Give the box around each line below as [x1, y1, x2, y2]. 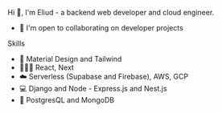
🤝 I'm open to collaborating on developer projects [18, 23, 184, 32]
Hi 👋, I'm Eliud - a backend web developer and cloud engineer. [7, 8, 215, 17]
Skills [7, 38, 26, 48]
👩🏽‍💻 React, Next [18, 63, 74, 72]
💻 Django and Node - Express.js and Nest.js [18, 84, 167, 93]
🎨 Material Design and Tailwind [18, 54, 122, 63]
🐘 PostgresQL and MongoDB [18, 95, 114, 104]
